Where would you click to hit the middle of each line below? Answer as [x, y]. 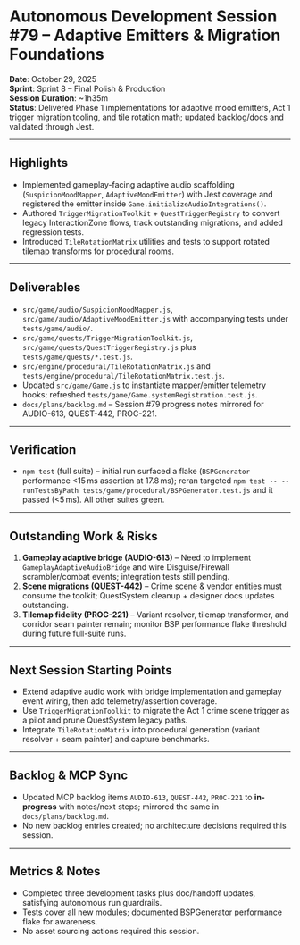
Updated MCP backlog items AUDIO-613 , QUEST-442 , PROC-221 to [137, 797]
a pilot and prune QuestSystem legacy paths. [105, 720]
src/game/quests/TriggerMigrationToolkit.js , [108, 338]
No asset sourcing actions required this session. [111, 931]
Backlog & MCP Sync [69, 776]
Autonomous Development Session [143, 17]
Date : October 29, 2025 [53, 79]
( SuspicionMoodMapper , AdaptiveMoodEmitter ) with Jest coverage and [148, 194]
